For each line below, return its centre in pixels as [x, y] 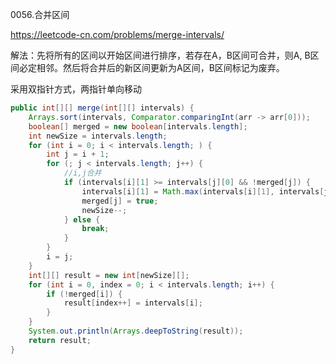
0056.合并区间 [40, 14]
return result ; [60, 340]
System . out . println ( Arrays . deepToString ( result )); [136, 331]
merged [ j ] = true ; [120, 201]
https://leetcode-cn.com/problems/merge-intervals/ [117, 34]
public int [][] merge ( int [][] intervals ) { [102, 108]
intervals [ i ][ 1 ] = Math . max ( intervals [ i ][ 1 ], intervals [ [203, 191]
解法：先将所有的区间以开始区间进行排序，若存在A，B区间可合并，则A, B [160, 55]
